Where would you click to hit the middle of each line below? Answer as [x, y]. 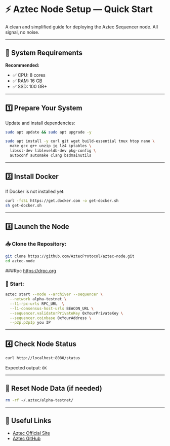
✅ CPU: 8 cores [29, 75]
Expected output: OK [26, 368]
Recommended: [22, 65]
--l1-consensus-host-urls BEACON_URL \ [52, 308]
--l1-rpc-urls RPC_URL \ [37, 304]
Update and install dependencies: [40, 123]
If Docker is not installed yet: [35, 191]
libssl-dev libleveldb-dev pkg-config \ [53, 151]
